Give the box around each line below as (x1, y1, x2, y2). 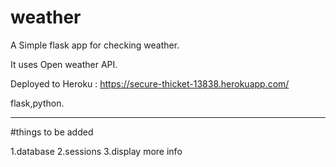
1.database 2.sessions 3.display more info (10, 145, 183, 157)
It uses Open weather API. (10, 58, 118, 70)
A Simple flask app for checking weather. (10, 39, 180, 51)
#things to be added (10, 126, 94, 138)
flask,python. (10, 97, 65, 109)
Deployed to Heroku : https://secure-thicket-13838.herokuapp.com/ (10, 77, 290, 90)
